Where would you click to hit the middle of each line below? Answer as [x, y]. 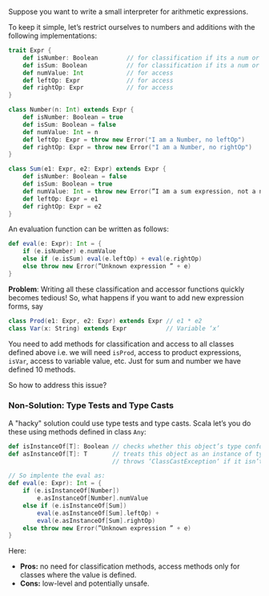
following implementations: [53, 36]
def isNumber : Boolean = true [73, 117]
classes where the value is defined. [78, 575]
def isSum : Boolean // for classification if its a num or [141, 65]
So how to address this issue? [58, 385]
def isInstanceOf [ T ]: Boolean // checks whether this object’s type [125, 446]
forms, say [26, 306]
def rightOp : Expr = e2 [62, 206]
